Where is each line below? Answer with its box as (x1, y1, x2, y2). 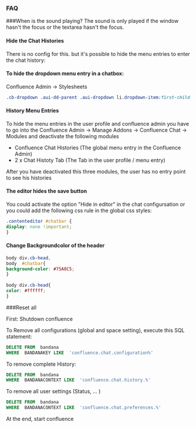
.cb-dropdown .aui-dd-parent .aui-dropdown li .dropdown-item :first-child (6, 94, 191, 101)
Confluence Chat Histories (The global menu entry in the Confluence (14, 144, 181, 151)
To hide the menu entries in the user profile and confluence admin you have (6, 120, 190, 127)
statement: (6, 333, 32, 340)
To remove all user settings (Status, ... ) (6, 388, 101, 395)
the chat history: (6, 56, 46, 63)
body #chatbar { (6, 260, 46, 266)
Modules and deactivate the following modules (6, 132, 119, 139)
